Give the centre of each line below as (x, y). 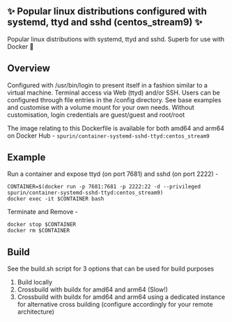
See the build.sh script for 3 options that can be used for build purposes (111, 269)
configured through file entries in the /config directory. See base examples (114, 99)
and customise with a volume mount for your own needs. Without (101, 107)
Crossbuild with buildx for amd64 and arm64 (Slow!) (93, 290)
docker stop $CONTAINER (42, 225)
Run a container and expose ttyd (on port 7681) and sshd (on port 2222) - (113, 174)
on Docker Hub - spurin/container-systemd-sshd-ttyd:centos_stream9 (109, 136)
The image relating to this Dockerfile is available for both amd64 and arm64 (116, 128)
